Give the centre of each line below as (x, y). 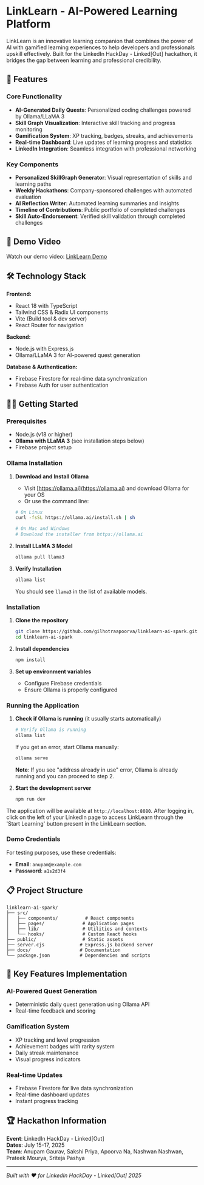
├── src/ (17, 913)
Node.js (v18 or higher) (44, 435)
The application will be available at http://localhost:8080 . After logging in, (100, 810)
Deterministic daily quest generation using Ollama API (82, 1004)
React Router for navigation (49, 325)
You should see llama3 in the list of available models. (81, 591)
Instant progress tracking (46, 1101)
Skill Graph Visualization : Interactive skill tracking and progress (95, 123)
